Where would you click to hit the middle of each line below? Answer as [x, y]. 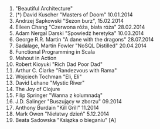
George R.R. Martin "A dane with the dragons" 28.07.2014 [84, 39]
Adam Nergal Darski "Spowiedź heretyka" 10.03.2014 [79, 33]
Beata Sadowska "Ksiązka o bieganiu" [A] [66, 120]
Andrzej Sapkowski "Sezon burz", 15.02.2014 [69, 21]
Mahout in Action [36, 58]
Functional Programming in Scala [55, 52]
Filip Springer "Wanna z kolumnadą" [59, 95]
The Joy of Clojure [38, 89]
